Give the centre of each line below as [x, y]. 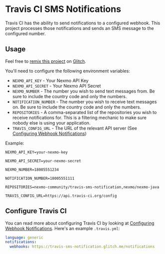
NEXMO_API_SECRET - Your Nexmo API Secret [57, 86]
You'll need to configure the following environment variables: [68, 71]
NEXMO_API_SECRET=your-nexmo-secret [43, 161]
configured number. [25, 33]
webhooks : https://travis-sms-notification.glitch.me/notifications [82, 247]
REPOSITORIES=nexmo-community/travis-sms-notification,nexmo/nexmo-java [82, 187]
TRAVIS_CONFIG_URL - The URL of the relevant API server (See [75, 128]
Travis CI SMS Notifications [63, 9]
